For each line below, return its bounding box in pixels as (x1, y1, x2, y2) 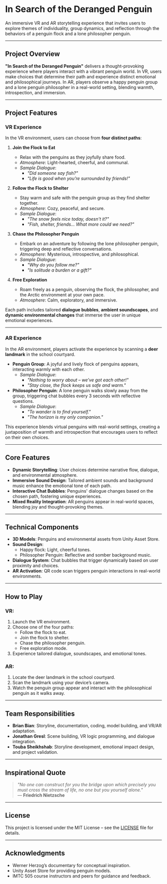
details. (5, 830, 20, 836)
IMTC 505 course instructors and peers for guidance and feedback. (12, 873, 151, 879)
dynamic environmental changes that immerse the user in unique (5, 312, 141, 318)
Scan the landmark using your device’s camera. (12, 680, 110, 686)
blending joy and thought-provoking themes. (12, 504, 104, 510)
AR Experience (5, 334, 42, 341)
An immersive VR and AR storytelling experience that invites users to (5, 20, 146, 26)
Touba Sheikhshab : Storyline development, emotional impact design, (12, 744, 155, 750)
